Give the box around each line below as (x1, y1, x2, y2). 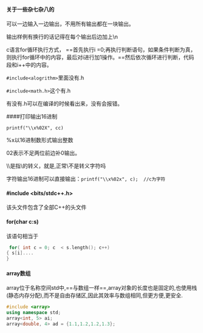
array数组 (6, 269, 31, 276)
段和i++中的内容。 (6, 61, 52, 69)
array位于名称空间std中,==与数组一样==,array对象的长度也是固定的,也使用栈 (6, 284, 198, 292)
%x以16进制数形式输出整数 (6, 137, 74, 144)
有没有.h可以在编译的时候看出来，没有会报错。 (6, 100, 123, 108)
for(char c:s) (6, 218, 39, 225)
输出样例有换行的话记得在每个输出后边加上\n (6, 33, 119, 41)
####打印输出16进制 (6, 113, 58, 120)
